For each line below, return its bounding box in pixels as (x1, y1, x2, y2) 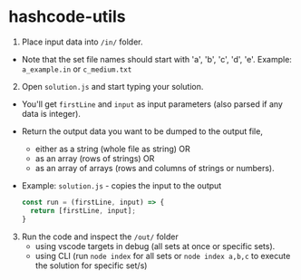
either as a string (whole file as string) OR (34, 143, 191, 154)
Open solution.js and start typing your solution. (21, 81, 204, 92)
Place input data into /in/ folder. (21, 36, 143, 47)
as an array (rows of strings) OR (34, 152, 155, 164)
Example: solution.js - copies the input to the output (21, 179, 222, 191)
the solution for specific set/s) (34, 260, 148, 271)
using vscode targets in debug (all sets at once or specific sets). (34, 240, 276, 251)
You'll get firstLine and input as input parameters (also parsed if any (21, 98, 283, 110)
